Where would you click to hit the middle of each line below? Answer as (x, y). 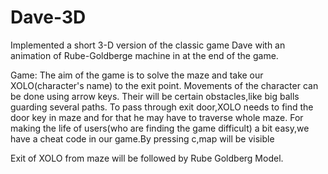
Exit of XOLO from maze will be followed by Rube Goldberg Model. (147, 158)
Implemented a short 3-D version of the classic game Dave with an (148, 45)
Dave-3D (48, 17)
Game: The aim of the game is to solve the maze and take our (137, 75)
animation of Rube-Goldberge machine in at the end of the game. (144, 55)
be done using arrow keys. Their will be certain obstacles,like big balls (155, 96)
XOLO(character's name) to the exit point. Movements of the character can (164, 85)
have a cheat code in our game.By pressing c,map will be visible (142, 138)
